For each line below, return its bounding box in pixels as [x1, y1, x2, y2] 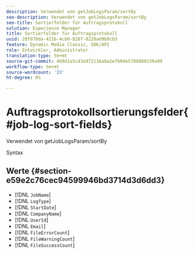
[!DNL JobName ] [14, 191, 51, 198]
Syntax [6, 149, 24, 156]
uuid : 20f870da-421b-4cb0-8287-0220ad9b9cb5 [6, 36, 118, 42]
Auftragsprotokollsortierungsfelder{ [6, 105, 189, 119]
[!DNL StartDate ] [14, 204, 56, 211]
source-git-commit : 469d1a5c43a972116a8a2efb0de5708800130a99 [6, 58, 163, 64]
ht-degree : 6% [6, 75, 41, 81]
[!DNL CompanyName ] [14, 210, 62, 217]
